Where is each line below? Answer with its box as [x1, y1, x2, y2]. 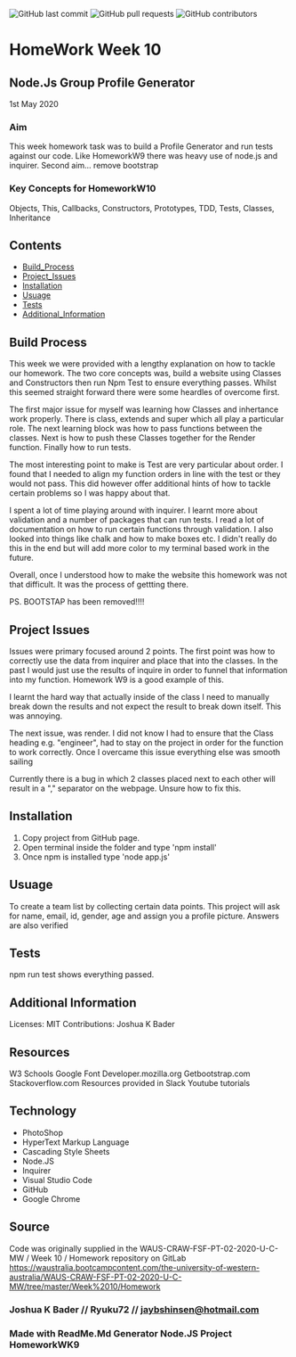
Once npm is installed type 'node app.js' [21, 851, 171, 862]
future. [9, 553, 34, 563]
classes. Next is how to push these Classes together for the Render [9, 432, 256, 443]
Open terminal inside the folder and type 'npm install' [21, 842, 218, 852]
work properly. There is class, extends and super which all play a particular [9, 414, 284, 424]
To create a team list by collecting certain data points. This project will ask [9, 901, 281, 911]
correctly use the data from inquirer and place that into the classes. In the [9, 655, 278, 666]
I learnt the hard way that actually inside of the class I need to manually [9, 692, 269, 703]
